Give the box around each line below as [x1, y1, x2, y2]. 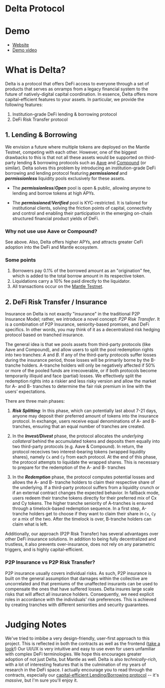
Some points [5, 257, 36, 264]
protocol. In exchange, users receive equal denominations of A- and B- [12, 418, 157, 424]
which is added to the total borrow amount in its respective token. [12, 273, 145, 279]
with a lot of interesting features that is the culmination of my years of [5, 661, 146, 667]
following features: [5, 102, 43, 108]
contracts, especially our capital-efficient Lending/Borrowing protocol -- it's [5, 672, 159, 678]
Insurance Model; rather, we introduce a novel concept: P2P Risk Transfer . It [5, 316, 160, 322]
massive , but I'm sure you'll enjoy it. [5, 677, 78, 683]
